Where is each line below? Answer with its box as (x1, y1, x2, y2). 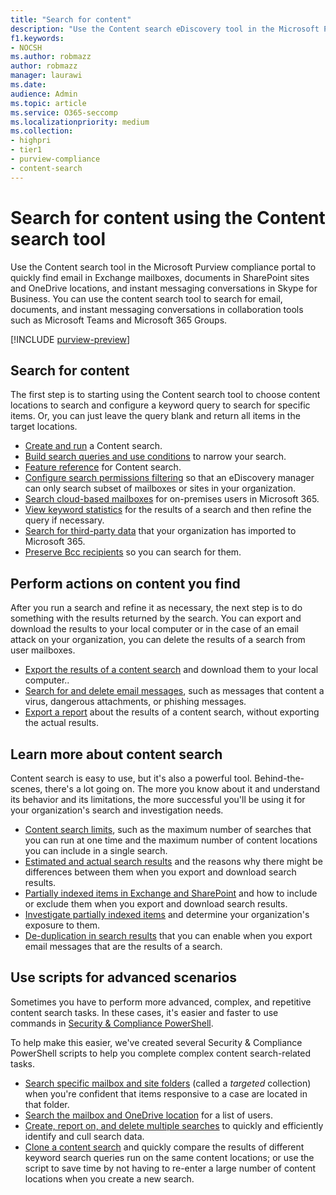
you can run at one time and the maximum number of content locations (24, 834, 318, 846)
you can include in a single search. (24, 845, 168, 856)
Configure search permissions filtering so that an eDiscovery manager (24, 472, 315, 484)
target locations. (10, 421, 78, 433)
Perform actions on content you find (10, 575, 241, 592)
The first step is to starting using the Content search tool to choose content (10, 389, 321, 401)
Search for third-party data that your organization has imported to (24, 525, 297, 537)
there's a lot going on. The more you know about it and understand (44, 783, 321, 795)
